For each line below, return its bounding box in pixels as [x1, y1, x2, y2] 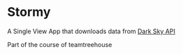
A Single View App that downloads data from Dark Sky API [7, 27, 176, 35]
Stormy [7, 4, 51, 20]
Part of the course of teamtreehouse [7, 40, 112, 48]
